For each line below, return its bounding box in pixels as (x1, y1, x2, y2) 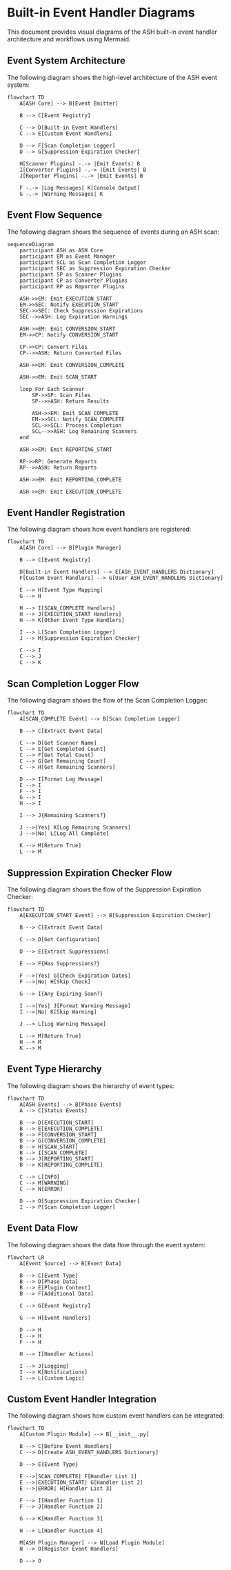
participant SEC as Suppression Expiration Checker (19, 265, 171, 272)
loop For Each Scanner (19, 385, 85, 392)
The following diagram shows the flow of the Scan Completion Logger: (7, 696, 208, 705)
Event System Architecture (7, 55, 126, 67)
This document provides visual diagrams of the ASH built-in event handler (7, 28, 217, 36)
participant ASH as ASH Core (19, 247, 103, 254)
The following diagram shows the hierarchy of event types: (7, 1081, 174, 1090)
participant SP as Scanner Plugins (19, 271, 122, 278)
